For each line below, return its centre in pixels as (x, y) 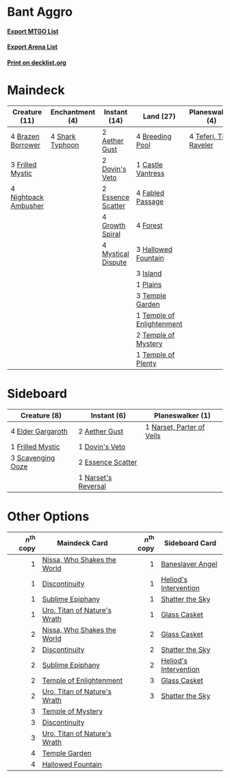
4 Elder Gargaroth (39, 431)
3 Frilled (24, 164)
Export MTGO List (33, 31)
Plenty (146, 363)
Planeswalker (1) (182, 415)
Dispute (114, 262)
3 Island (149, 273)
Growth (114, 225)
